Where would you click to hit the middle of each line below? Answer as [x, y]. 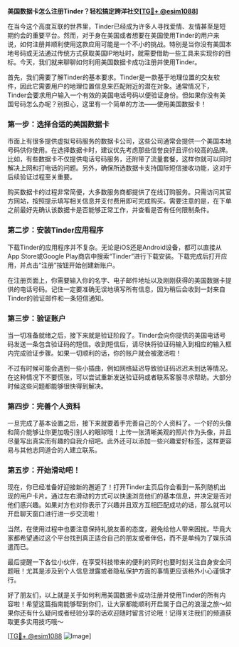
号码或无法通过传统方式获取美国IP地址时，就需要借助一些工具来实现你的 [119, 53]
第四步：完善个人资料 [44, 406]
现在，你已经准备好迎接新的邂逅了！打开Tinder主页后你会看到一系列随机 [113, 487]
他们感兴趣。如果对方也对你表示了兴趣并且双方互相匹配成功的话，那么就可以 [119, 505]
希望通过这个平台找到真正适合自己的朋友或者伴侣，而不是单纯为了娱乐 [122, 538]
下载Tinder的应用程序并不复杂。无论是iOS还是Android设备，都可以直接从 [115, 247]
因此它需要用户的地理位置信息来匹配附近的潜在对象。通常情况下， [116, 86]
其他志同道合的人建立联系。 [60, 450]
